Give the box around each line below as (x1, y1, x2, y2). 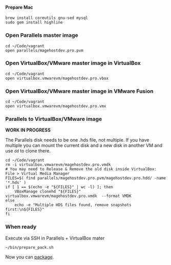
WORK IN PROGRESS (5, 127, 51, 133)
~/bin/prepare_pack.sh (5, 245, 54, 250)
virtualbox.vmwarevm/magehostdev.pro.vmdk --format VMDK (5, 193, 132, 199)
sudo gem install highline (5, 20, 63, 25)
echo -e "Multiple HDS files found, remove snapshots (14, 203, 132, 208)
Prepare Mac (5, 4, 33, 10)
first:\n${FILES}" (5, 207, 45, 212)
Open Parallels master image (5, 32, 78, 39)
